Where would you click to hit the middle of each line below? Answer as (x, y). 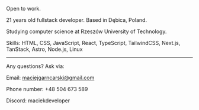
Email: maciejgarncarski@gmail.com (50, 77)
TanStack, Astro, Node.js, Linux (44, 49)
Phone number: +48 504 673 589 (47, 89)
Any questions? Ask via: (35, 66)
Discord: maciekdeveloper (38, 101)
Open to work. (24, 9)
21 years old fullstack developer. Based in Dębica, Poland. (76, 20)
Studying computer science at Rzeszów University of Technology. (86, 31)
